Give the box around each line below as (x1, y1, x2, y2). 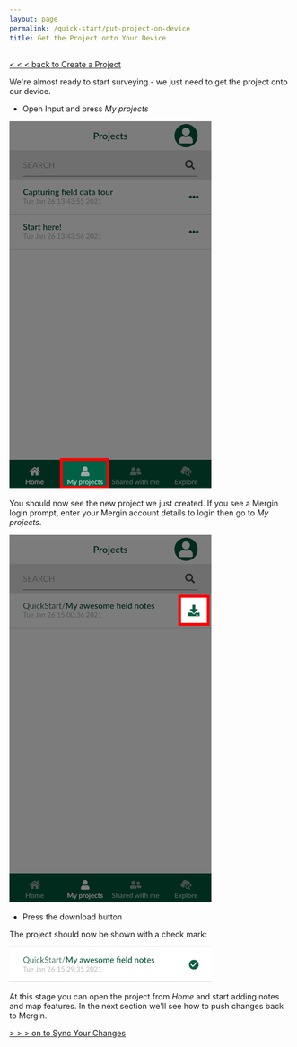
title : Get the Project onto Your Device (9, 33, 167, 42)
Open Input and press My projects (22, 103, 149, 114)
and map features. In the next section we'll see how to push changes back (9, 1001, 284, 1012)
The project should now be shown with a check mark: (9, 929, 208, 940)
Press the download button (22, 911, 123, 922)
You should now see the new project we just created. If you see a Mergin (9, 498, 279, 509)
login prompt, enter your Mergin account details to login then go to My (9, 507, 269, 518)
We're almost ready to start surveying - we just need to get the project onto (9, 76, 289, 87)
